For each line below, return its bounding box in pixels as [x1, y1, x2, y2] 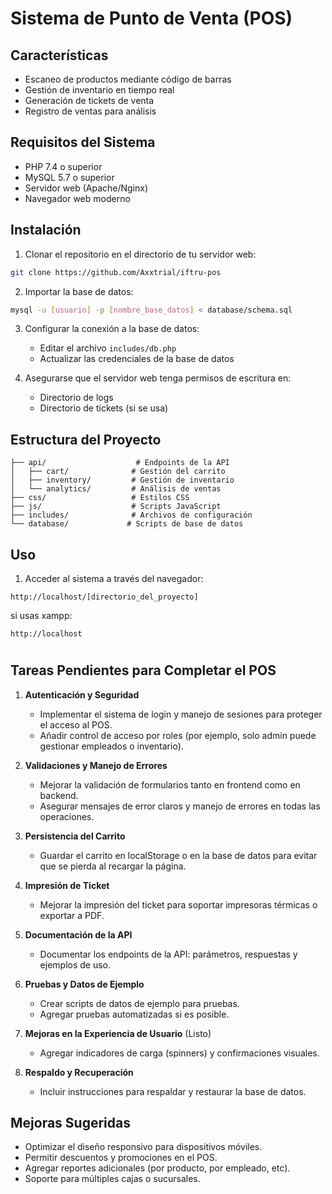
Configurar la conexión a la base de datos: [24, 323, 200, 335]
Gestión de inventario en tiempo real [24, 84, 175, 96]
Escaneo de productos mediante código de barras [24, 73, 232, 85]
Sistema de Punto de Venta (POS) [10, 7, 293, 30]
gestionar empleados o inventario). [39, 740, 184, 752]
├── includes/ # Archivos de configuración [10, 510, 253, 521]
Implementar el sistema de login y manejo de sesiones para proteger [39, 708, 323, 720]
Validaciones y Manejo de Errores [24, 759, 168, 771]
